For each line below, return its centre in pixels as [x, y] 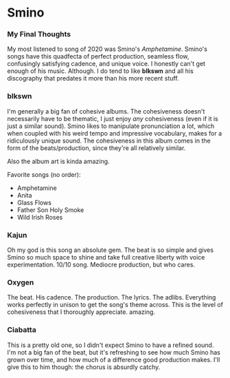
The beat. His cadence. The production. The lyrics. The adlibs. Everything [112, 297]
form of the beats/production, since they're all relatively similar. [96, 148]
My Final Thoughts [39, 34]
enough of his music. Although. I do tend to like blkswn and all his [100, 71]
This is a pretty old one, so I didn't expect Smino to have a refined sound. [111, 345]
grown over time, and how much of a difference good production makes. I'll [114, 359]
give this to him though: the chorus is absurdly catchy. [84, 367]
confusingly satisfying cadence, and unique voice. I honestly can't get [106, 64]
